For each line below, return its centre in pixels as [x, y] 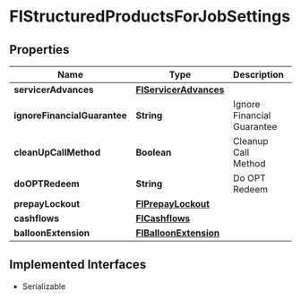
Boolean [154, 152]
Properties [39, 50]
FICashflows [163, 218]
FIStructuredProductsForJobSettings [150, 17]
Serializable [44, 286]
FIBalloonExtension [178, 233]
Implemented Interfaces [78, 265]
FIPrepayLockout [173, 204]
